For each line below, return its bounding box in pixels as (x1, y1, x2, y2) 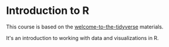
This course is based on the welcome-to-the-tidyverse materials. (6, 23, 164, 30)
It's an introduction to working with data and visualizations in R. (6, 34, 159, 41)
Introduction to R (6, 4, 90, 17)
